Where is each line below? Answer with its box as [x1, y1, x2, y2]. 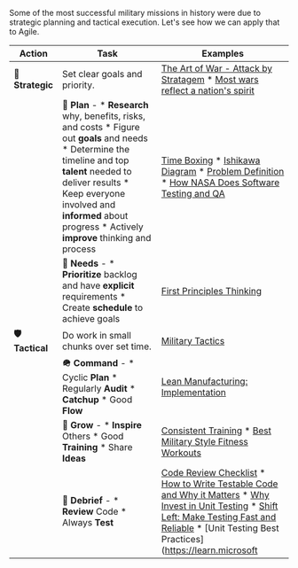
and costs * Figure [61, 121, 140, 133]
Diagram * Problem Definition [161, 166, 285, 177]
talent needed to [61, 166, 132, 177]
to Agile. [9, 27, 40, 36]
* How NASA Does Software [161, 176, 280, 189]
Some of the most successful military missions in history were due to [9, 8, 262, 18]
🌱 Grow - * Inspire [61, 419, 142, 431]
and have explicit [61, 279, 135, 292]
